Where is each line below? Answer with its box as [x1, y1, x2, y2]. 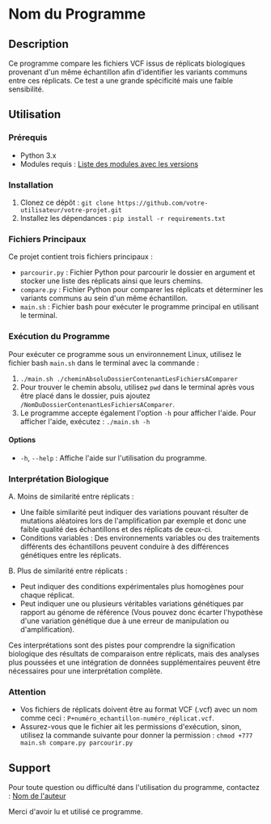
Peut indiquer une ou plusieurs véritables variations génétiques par [19, 599, 244, 609]
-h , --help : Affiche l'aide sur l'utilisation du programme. [19, 452, 208, 462]
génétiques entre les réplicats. [19, 550, 121, 560]
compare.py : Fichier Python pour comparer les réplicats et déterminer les [19, 285, 264, 295]
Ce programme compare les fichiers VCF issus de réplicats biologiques [8, 58, 245, 68]
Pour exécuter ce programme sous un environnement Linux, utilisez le [8, 349, 242, 359]
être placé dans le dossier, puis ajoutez [19, 390, 151, 401]
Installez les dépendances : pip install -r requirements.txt [19, 213, 226, 223]
